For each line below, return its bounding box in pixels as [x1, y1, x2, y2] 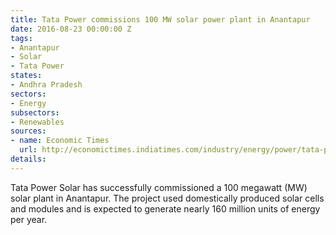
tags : [10, 33, 33, 43]
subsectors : [10, 107, 60, 118]
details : [10, 154, 47, 164]
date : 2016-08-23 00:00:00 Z [10, 24, 132, 34]
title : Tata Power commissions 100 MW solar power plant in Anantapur [10, 14, 311, 25]
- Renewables [10, 117, 65, 127]
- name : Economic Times [10, 136, 110, 146]
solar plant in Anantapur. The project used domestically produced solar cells [10, 192, 325, 204]
